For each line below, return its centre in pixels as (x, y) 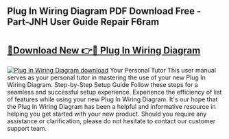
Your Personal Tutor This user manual (163, 70)
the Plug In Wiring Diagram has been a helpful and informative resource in (111, 106)
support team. (27, 128)
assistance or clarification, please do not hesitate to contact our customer (111, 121)
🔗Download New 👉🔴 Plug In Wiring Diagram (104, 50)
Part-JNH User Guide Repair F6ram (83, 22)
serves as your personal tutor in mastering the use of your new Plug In (106, 77)
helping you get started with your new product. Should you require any (107, 114)
